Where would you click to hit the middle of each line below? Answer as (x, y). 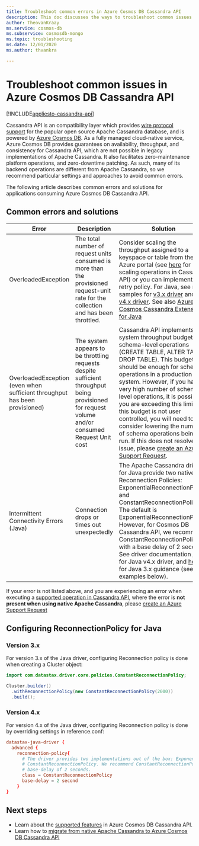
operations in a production (155, 374)
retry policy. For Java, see (155, 287)
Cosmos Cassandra (146, 309)
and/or (84, 422)
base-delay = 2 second (50, 781)
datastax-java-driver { (36, 742)
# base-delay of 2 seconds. (57, 770)
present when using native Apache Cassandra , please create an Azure (94, 603)
